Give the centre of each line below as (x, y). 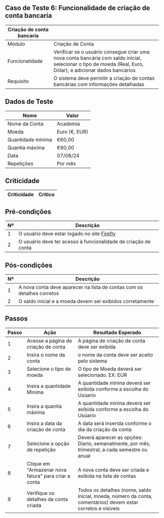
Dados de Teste (29, 102)
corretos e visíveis (99, 508)
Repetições (20, 164)
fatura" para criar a (49, 476)
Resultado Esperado (117, 332)
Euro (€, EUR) (72, 132)
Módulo (16, 44)
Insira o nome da (46, 354)
